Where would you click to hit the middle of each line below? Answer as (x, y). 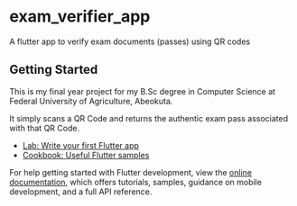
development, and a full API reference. (81, 192)
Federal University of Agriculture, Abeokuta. (91, 101)
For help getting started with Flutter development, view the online (131, 172)
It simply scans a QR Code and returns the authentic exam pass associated (149, 118)
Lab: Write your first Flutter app (81, 145)
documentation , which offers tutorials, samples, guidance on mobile (135, 182)
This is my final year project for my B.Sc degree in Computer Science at (143, 91)
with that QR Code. (44, 128)
